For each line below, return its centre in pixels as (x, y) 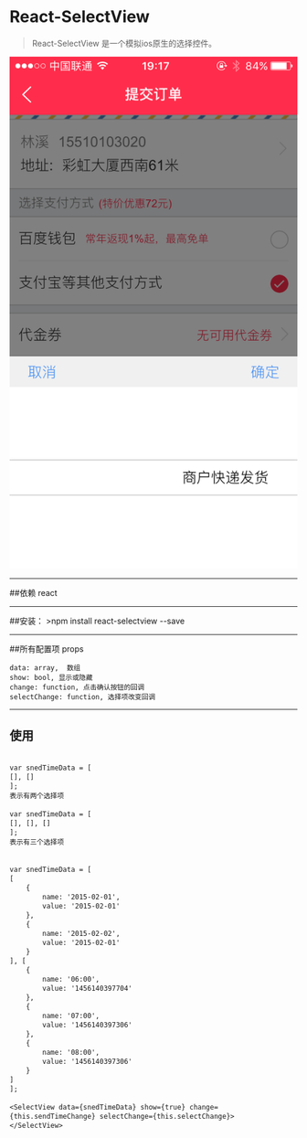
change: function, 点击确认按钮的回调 (77, 687)
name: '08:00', (71, 1052)
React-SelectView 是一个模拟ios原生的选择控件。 (124, 43)
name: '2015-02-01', (81, 897)
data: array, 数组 (45, 668)
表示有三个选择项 (37, 842)
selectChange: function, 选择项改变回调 (83, 697)
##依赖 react (33, 592)
